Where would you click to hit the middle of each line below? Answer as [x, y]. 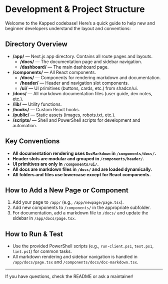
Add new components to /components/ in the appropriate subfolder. [81, 208]
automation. [25, 125]
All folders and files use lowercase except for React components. [81, 174]
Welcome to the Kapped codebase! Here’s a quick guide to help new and [80, 23]
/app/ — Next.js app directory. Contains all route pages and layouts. [82, 56]
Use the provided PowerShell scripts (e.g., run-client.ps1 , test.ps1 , [83, 246]
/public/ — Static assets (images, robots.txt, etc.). [64, 115]
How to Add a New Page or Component [67, 190]
